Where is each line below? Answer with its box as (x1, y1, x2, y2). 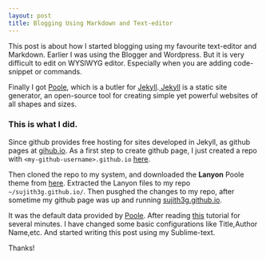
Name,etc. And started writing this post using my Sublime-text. (8, 227, 216, 237)
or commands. (34, 66, 82, 76)
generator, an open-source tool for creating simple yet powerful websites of (8, 90, 258, 100)
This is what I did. (8, 119, 78, 130)
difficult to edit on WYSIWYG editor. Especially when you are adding (8, 58, 232, 68)
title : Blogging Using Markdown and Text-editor (8, 19, 173, 27)
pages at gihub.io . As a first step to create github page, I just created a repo (8, 145, 257, 155)
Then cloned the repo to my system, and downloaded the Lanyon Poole (8, 169, 244, 179)
